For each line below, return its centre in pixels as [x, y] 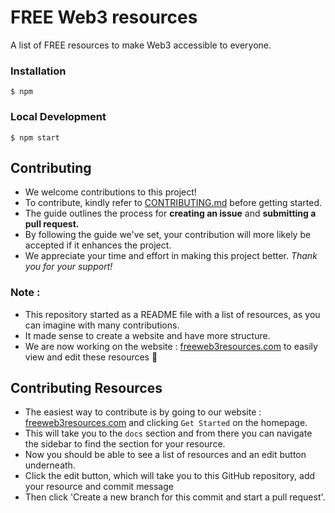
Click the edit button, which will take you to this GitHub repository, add [170, 476]
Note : [25, 293]
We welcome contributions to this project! [110, 192]
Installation [38, 71]
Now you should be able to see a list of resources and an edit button [165, 455]
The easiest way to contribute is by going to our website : [143, 412]
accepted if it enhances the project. [98, 245]
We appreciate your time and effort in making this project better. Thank [171, 256]
